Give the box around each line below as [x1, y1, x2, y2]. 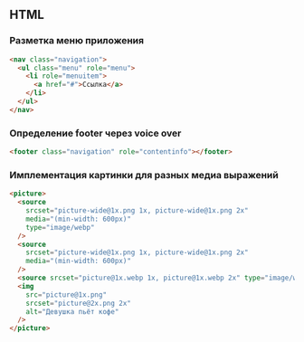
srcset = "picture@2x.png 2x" [25, 299, 131, 308]
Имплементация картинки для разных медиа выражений [9, 168, 279, 181]
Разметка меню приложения [9, 34, 145, 47]
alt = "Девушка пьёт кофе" [25, 307, 119, 316]
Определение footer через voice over [9, 127, 182, 139]
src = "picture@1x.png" [25, 290, 107, 299]
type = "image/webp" [25, 223, 95, 232]
